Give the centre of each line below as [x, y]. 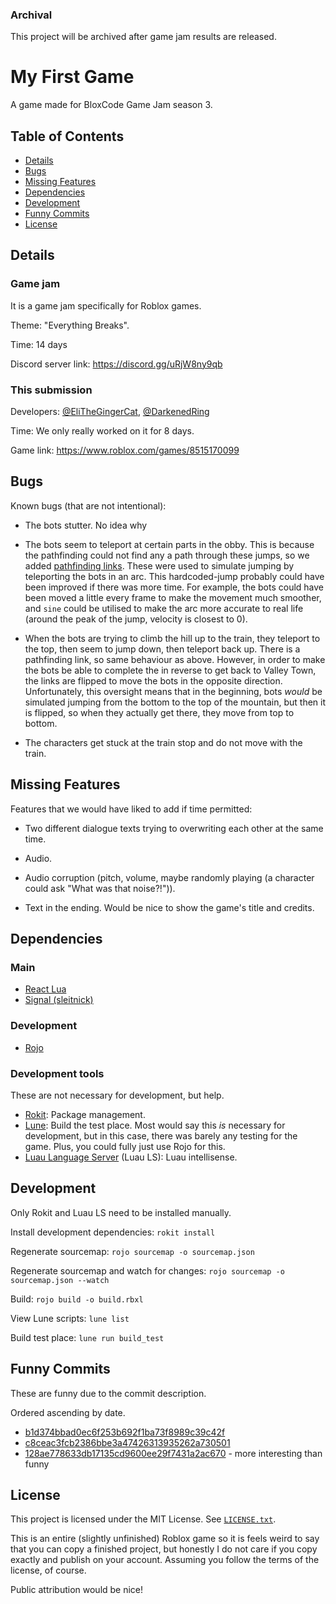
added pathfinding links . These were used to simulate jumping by [159, 565]
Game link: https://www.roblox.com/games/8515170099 [125, 450]
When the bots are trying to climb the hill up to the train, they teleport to [172, 638]
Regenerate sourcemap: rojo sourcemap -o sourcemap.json [132, 1251]
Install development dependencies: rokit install [113, 1232]
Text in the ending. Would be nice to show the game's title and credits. [169, 907]
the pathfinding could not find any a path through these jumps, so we [167, 555]
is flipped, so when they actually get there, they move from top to [159, 712]
